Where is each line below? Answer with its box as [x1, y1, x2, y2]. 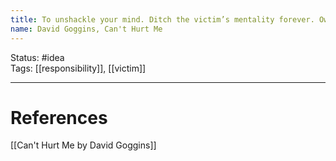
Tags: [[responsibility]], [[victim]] [10, 62, 147, 74]
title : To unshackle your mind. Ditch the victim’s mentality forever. [10, 14, 315, 25]
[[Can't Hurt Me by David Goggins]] [10, 139, 157, 151]
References [10, 106, 108, 129]
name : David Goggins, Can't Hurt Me [10, 24, 163, 34]
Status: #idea [10, 51, 65, 63]
